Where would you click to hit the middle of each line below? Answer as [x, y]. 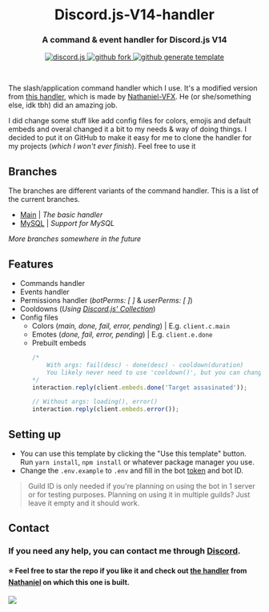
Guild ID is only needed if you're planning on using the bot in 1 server [141, 486]
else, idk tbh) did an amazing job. [63, 105]
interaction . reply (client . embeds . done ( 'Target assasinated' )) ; [140, 387]
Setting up [35, 434]
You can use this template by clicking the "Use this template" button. [133, 453]
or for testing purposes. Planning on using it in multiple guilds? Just [139, 495]
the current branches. [44, 199]
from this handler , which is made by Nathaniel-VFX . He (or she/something [130, 97]
